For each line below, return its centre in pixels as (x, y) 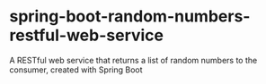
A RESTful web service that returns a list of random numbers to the (133, 60)
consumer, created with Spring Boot (76, 70)
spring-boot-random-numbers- (130, 17)
